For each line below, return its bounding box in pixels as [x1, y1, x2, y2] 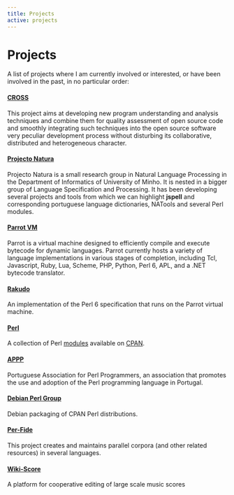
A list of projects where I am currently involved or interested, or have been [7, 70, 221, 78]
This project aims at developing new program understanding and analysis [7, 109, 219, 117]
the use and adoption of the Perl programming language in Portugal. [7, 378, 204, 387]
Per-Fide [7, 426, 34, 434]
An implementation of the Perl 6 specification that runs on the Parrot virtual [7, 300, 224, 308]
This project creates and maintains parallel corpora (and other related [7, 441, 207, 450]
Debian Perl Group [7, 394, 61, 403]
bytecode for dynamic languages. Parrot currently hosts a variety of [7, 246, 203, 255]
